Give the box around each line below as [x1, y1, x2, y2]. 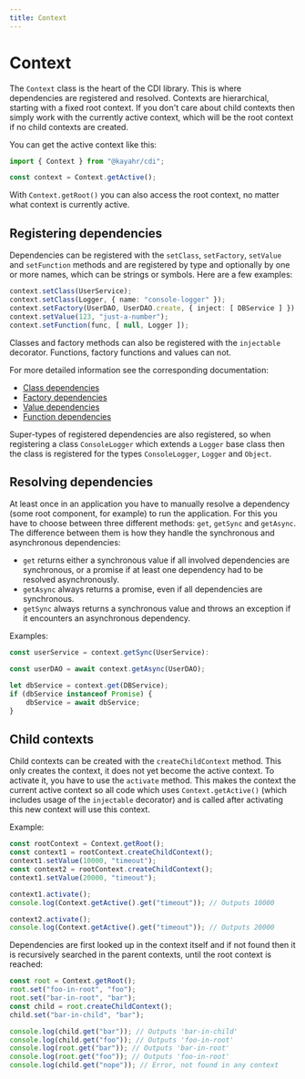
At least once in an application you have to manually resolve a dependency [9, 498, 290, 510]
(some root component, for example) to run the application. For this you [9, 508, 278, 519]
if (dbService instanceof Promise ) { [9, 689, 153, 698]
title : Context [9, 13, 67, 23]
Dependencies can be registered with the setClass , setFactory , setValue [9, 249, 282, 260]
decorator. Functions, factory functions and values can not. [9, 347, 232, 358]
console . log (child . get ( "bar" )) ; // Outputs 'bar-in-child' [9, 1026, 239, 1036]
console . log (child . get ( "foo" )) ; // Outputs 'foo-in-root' [9, 1035, 234, 1044]
